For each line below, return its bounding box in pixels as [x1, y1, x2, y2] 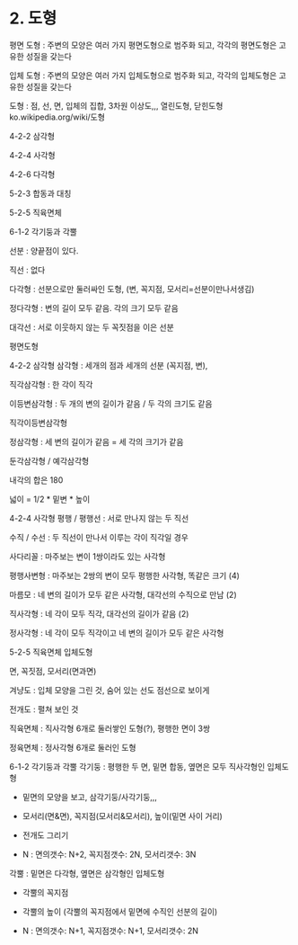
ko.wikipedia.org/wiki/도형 [9, 111, 106, 122]
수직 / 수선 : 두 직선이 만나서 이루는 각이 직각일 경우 [9, 531, 188, 542]
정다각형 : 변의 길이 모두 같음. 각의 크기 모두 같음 [9, 302, 180, 313]
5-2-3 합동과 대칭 [9, 188, 72, 199]
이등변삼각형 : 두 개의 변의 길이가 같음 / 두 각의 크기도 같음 [9, 397, 213, 409]
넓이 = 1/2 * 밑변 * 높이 [9, 494, 91, 504]
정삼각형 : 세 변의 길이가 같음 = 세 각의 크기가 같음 [9, 436, 184, 447]
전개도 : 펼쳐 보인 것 [9, 703, 79, 715]
